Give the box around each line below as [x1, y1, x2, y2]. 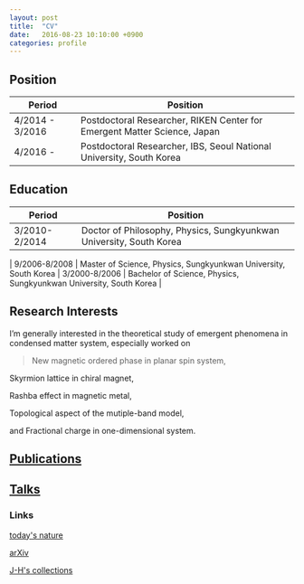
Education [9, 182, 69, 197]
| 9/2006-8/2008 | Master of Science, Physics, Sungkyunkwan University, [9, 259, 286, 269]
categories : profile [9, 38, 88, 48]
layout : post [9, 13, 59, 23]
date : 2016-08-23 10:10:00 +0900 [9, 30, 144, 39]
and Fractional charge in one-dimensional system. [9, 425, 196, 436]
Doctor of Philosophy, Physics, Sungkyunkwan [81, 223, 280, 236]
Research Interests [9, 304, 119, 319]
